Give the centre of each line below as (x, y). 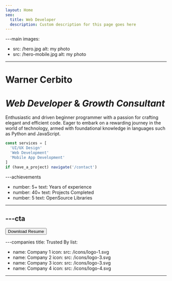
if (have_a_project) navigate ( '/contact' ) (51, 167)
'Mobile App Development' (38, 157)
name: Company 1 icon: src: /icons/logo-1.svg (61, 252)
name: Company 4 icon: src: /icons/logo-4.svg (62, 268)
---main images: (23, 39)
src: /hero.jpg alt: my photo (41, 49)
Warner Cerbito (39, 80)
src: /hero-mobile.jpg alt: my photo (49, 54)
